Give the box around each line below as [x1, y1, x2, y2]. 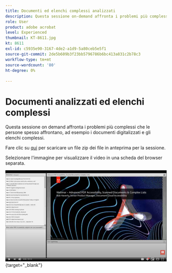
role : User [5, 19, 29, 24]
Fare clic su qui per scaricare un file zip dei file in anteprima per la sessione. [5, 145, 166, 151]
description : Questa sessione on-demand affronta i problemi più [5, 13, 147, 19]
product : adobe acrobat [5, 25, 56, 30]
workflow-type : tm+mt [5, 57, 52, 62]
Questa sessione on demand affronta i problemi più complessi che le [5, 124, 150, 130]
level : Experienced [5, 30, 47, 35]
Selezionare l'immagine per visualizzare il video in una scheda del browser [5, 154, 163, 161]
